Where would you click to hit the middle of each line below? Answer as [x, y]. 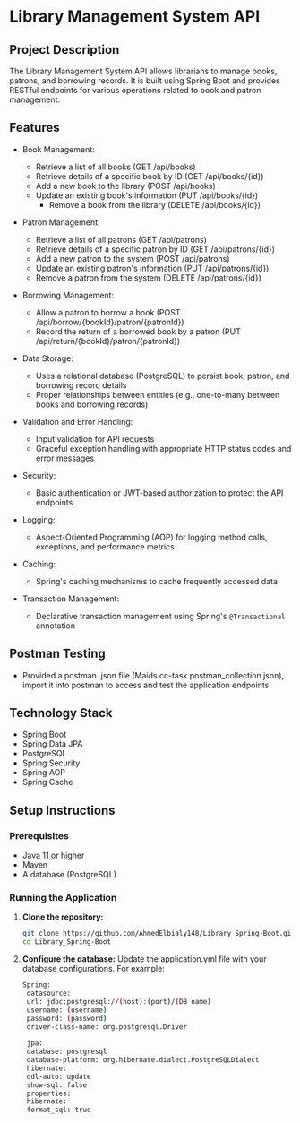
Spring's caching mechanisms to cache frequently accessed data [157, 581]
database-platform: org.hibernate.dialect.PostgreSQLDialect [143, 1060]
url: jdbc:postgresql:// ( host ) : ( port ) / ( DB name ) [119, 1001]
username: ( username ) [67, 1010]
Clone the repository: [63, 917]
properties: [49, 1093]
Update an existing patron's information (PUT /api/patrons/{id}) [152, 268]
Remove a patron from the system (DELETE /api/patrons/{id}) [149, 277]
